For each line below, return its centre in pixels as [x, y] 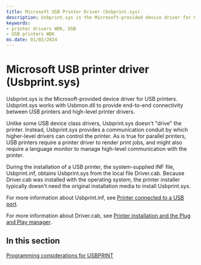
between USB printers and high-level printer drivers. [71, 111]
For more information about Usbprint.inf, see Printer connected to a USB [95, 197]
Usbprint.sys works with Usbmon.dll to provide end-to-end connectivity [95, 105]
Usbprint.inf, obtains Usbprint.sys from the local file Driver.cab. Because [95, 173]
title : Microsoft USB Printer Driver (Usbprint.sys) [73, 12]
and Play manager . [29, 222]
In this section [33, 241]
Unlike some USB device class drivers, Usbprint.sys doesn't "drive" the [94, 123]
